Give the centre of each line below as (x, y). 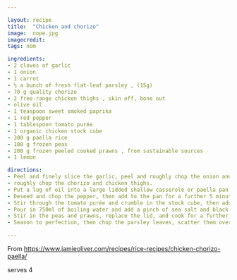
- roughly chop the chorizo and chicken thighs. (80, 183)
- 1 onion (22, 72)
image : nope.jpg (33, 33)
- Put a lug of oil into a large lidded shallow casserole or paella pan (118, 190)
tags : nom (22, 47)
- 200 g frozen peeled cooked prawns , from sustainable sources (105, 151)
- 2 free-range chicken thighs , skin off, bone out (86, 98)
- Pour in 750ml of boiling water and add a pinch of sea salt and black (118, 209)
